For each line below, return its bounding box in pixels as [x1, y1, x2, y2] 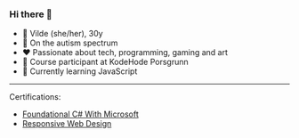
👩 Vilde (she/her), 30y [21, 28, 104, 39]
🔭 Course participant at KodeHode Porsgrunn [21, 57, 189, 68]
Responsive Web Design [21, 118, 112, 129]
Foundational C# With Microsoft [21, 109, 140, 119]
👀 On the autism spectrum [21, 37, 118, 48]
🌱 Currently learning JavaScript [21, 66, 138, 77]
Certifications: [9, 92, 61, 102]
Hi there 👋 [9, 8, 53, 20]
